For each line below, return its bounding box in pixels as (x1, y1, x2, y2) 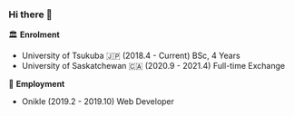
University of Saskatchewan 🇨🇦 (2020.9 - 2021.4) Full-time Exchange (21, 61, 286, 72)
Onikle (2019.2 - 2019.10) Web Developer (21, 96, 174, 107)
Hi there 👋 (8, 8, 54, 21)
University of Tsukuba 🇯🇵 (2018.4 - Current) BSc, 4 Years (21, 50, 241, 62)
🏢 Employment (8, 79, 65, 90)
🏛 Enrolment (8, 29, 60, 40)
